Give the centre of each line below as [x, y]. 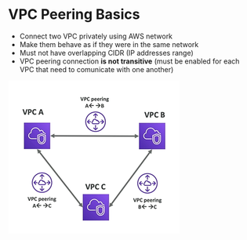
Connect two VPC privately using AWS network [96, 36]
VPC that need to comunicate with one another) [96, 69]
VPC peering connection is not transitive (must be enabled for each [129, 61]
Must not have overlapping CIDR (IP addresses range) [106, 53]
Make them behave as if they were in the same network [109, 44]
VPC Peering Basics [74, 15]
